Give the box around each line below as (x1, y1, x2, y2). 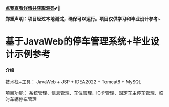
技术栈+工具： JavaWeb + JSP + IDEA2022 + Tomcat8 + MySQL (5, 79, 142, 85)
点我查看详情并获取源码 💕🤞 (5, 5, 60, 11)
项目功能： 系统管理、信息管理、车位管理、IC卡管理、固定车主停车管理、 (5, 90, 159, 96)
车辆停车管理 (9, 96, 37, 102)
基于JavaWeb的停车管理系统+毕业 (5, 36, 151, 48)
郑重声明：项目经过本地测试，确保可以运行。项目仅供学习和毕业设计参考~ (5, 16, 161, 22)
